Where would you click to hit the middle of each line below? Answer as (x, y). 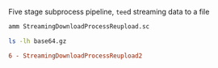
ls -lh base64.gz (38, 41)
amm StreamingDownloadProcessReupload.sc (79, 27)
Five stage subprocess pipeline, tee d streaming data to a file (109, 12)
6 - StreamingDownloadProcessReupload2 (75, 56)
